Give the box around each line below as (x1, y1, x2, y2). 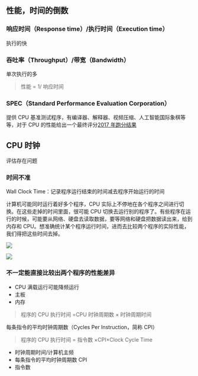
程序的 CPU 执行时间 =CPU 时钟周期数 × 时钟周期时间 (20, 311, 152, 318)
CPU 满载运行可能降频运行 (14, 283, 80, 291)
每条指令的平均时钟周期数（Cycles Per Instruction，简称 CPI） (6, 323, 158, 330)
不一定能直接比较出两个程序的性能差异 (6, 269, 115, 277)
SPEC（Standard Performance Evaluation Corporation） (6, 99, 171, 107)
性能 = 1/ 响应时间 (20, 82, 64, 90)
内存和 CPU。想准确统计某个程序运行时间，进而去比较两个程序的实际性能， (6, 223, 190, 230)
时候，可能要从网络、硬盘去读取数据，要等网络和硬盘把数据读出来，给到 (16, 215, 193, 222)
